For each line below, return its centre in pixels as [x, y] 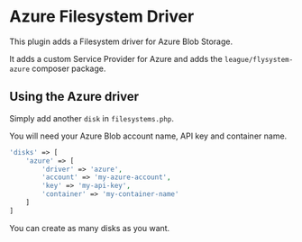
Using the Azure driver [74, 97]
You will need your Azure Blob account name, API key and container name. [148, 136]
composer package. [69, 68]
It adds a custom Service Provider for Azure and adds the [116, 58]
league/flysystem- [259, 59]
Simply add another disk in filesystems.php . [92, 118]
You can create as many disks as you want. [90, 228]
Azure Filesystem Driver [102, 17]
